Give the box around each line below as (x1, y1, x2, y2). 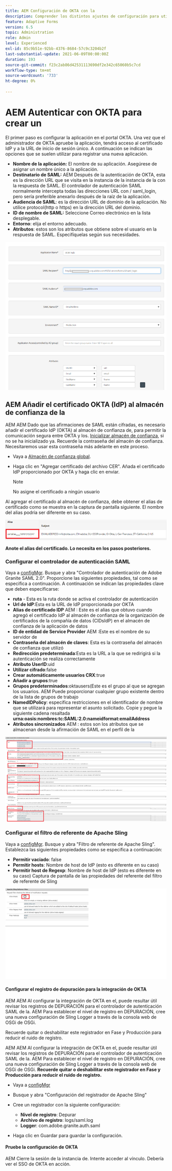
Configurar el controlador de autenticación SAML (5, 558, 131, 565)
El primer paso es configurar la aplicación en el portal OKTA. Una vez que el (5, 134, 165, 140)
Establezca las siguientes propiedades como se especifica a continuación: (5, 846, 162, 852)
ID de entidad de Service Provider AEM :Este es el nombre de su (12, 629, 150, 635)
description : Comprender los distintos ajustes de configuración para (5, 13, 159, 19)
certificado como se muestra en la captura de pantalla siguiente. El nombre (5, 504, 164, 510)
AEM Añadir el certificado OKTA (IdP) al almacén (5, 400, 164, 409)
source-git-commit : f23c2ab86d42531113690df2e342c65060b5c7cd (5, 62, 141, 68)
